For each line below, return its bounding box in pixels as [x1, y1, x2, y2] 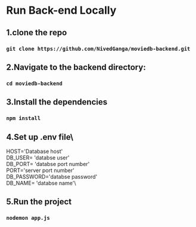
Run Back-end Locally [6, 4, 117, 17]
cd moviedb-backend [6, 80, 63, 87]
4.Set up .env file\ [6, 132, 73, 142]
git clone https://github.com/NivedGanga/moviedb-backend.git [6, 45, 191, 52]
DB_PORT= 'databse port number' [6, 160, 90, 167]
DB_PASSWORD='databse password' [6, 173, 98, 180]
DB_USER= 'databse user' [6, 154, 70, 161]
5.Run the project [6, 197, 72, 207]
